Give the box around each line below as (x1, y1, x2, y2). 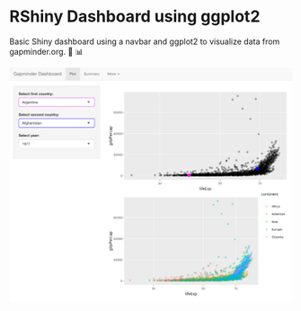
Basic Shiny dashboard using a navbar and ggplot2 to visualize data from (9, 36, 280, 47)
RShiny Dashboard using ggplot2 (9, 6, 261, 27)
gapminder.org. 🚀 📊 (9, 46, 84, 57)
